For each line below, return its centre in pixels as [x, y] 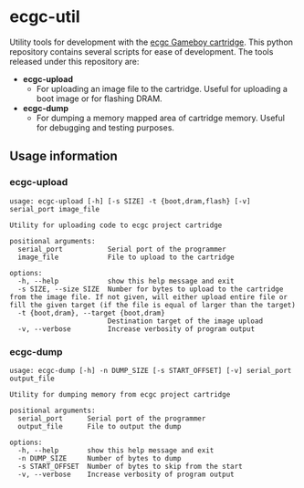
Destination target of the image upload [185, 321]
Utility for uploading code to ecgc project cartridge [116, 225]
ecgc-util [45, 17]
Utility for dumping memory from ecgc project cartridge [120, 394]
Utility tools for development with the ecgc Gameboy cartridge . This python [152, 42]
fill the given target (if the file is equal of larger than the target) [153, 305]
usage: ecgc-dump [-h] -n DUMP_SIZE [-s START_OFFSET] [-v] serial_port [151, 370]
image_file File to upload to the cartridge [126, 257]
